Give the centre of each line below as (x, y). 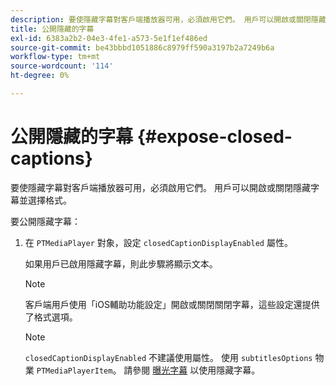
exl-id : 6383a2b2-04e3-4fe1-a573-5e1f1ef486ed (109, 38)
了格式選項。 (51, 317)
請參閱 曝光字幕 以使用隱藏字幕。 (192, 370)
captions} (51, 158)
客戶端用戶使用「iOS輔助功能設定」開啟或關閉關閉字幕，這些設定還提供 (172, 304)
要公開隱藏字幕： (45, 221)
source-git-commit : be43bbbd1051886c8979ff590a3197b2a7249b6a (142, 47)
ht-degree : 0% (40, 76)
